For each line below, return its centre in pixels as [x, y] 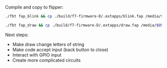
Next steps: [17, 35]
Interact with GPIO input [37, 55]
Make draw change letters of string [48, 44]
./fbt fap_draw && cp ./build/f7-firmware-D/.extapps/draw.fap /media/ [81, 25]
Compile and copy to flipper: [34, 7]
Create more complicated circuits [46, 60]
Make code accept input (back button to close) [60, 50]
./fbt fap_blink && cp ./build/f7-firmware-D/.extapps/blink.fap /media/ [83, 16]
